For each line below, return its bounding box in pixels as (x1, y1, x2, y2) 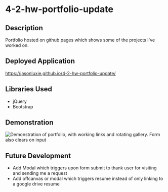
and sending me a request (12, 170, 67, 176)
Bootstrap (12, 103, 33, 109)
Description (5, 24, 43, 32)
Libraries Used (5, 85, 52, 94)
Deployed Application (5, 57, 75, 66)
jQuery (12, 98, 27, 104)
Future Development (5, 151, 71, 160)
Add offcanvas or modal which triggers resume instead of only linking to (12, 175, 163, 182)
